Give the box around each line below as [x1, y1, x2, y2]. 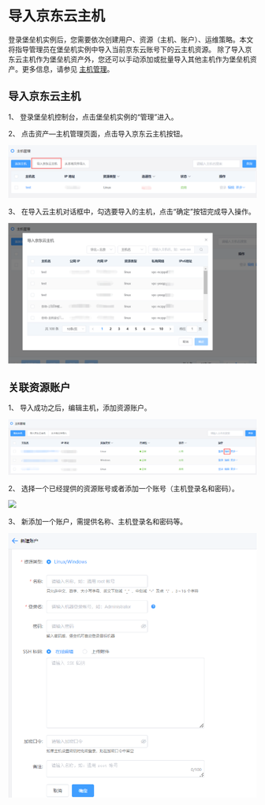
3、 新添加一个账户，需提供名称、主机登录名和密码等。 [8, 517, 188, 527]
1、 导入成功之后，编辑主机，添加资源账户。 [8, 403, 151, 412]
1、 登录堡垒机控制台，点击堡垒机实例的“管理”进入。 [8, 112, 178, 121]
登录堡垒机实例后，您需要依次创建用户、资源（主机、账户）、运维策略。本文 [8, 35, 254, 44]
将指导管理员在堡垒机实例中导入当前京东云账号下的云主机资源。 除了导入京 [8, 44, 252, 54]
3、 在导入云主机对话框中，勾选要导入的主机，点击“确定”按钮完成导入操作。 [8, 207, 256, 217]
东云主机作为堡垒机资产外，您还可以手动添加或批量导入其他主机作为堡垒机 [8, 54, 250, 64]
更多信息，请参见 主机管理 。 [21, 64, 114, 73]
